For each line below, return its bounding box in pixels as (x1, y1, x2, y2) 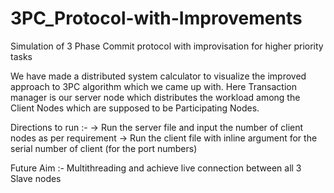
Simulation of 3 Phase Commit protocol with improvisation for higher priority (10, 40, 324, 52)
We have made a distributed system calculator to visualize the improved (10, 70, 307, 82)
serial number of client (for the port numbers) (10, 142, 198, 154)
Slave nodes (10, 172, 62, 184)
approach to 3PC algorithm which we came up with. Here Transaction (10, 80, 297, 92)
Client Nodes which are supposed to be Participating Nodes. (10, 102, 260, 114)
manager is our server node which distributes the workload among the (10, 91, 301, 103)
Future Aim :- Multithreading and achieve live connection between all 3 (10, 162, 302, 174)
